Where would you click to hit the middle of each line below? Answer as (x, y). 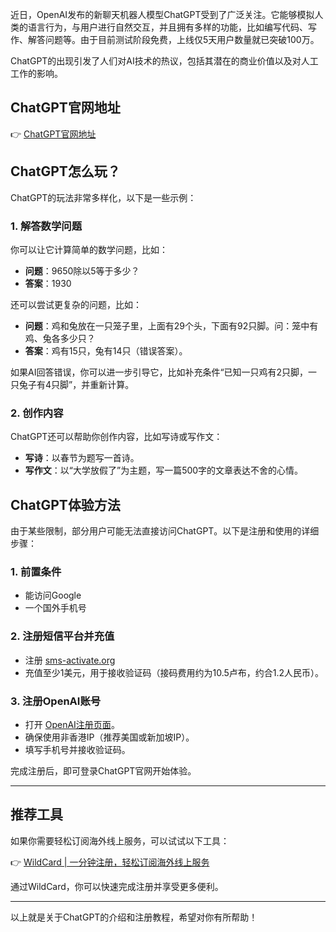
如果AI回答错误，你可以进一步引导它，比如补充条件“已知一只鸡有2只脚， (159, 372)
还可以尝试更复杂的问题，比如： (76, 304)
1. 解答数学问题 (46, 226)
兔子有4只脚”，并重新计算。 (76, 384)
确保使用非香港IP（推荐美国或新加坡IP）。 (109, 737)
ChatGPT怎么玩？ (65, 171)
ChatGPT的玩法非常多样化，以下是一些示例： (103, 197)
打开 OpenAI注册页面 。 (72, 724)
